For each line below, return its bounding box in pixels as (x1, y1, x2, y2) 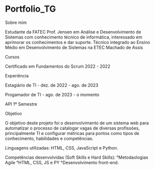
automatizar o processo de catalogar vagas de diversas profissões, (5, 125, 140, 131)
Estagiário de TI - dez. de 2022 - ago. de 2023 (5, 82, 99, 88)
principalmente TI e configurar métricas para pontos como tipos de (5, 130, 139, 136)
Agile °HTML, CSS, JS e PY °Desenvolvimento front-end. (5, 159, 119, 165)
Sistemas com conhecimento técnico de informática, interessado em (5, 34, 142, 40)
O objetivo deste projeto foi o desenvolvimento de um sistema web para (5, 120, 149, 126)
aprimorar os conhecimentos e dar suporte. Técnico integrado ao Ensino (5, 39, 151, 45)
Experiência (5, 73, 29, 78)
